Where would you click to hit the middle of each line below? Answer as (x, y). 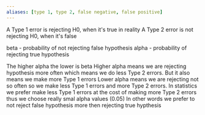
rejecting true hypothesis (38, 54)
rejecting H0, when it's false (42, 36)
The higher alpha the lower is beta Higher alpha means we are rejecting (96, 66)
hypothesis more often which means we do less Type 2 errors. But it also (98, 72)
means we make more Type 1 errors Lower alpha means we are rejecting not (102, 79)
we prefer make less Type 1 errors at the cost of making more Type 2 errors (102, 92)
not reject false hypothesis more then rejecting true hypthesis (84, 105)
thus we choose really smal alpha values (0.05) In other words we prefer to (101, 98)
